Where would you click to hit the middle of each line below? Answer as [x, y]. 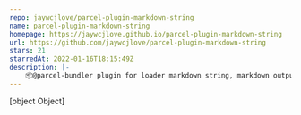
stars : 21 [28, 51]
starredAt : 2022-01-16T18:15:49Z [72, 59]
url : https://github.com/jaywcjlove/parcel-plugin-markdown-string [138, 42]
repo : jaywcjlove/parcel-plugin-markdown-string [102, 17]
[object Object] [37, 101]
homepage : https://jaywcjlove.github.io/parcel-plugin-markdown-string [146, 34]
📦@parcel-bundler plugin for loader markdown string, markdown [148, 76]
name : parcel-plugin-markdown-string [80, 26]
